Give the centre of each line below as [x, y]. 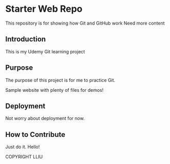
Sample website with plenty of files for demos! [54, 90]
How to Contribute [35, 135]
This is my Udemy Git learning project [45, 51]
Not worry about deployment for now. [45, 118]
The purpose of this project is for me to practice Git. [60, 80]
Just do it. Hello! [23, 147]
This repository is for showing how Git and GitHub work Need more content [85, 23]
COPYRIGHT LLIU [24, 157]
